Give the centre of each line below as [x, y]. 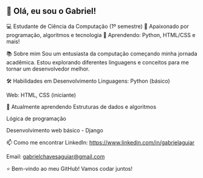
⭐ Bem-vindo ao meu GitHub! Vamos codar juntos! [69, 168]
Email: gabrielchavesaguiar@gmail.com [56, 156]
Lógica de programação [36, 118]
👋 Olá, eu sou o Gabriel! [51, 11]
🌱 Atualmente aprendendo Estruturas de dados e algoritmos [81, 106]
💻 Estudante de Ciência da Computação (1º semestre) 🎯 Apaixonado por [98, 26]
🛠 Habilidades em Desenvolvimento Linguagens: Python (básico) [88, 81]
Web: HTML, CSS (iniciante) [41, 95]
